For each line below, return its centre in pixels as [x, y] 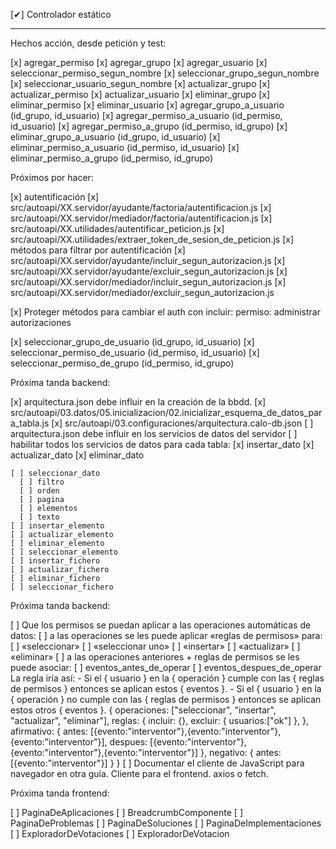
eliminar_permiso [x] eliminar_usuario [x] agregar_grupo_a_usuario [147, 105]
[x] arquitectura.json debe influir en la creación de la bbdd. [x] [138, 402]
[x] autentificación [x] [55, 197]
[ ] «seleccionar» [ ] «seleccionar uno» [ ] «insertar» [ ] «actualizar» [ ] [155, 646]
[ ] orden [39, 491]
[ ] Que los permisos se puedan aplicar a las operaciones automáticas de [161, 625]
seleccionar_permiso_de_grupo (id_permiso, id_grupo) [122, 363]
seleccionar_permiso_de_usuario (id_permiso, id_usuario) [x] [135, 352]
